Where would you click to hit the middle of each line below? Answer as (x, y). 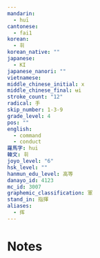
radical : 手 (24, 103)
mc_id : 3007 (24, 187)
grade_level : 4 (29, 116)
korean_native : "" (33, 52)
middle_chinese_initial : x (46, 84)
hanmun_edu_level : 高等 (40, 174)
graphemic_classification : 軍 (50, 193)
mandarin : (21, 13)
